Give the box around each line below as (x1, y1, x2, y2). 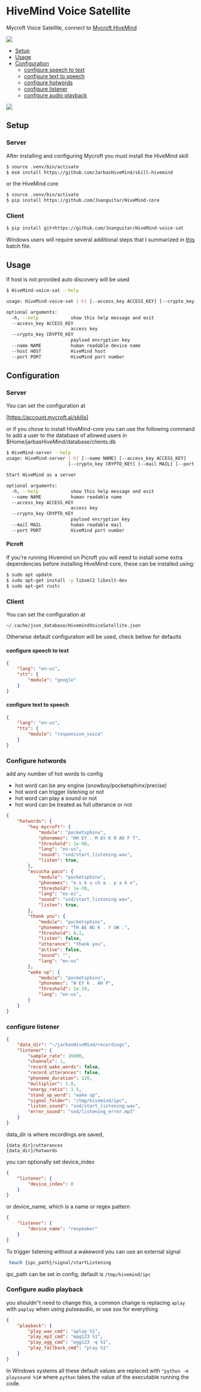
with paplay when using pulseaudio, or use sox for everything (6, 1305, 158, 1313)
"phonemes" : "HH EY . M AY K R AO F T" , (38, 835, 141, 841)
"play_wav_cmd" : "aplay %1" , (28, 1328, 101, 1334)
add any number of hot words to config (6, 771, 103, 778)
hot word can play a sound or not (14, 795, 97, 802)
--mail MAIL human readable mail (11, 522, 122, 528)
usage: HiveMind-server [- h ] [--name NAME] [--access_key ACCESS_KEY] (6, 456, 187, 462)
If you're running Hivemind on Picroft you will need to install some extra (6, 554, 183, 561)
